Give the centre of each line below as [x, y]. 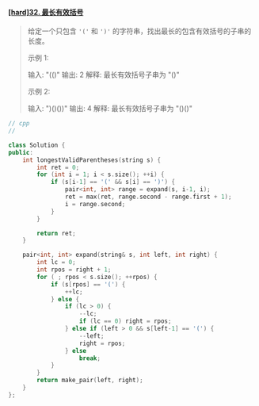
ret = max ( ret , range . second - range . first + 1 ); [148, 197]
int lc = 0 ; [57, 262]
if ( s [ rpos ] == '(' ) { [88, 284]
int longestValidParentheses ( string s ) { [91, 160]
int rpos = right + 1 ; [74, 270]
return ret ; [57, 233]
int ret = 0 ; [58, 167]
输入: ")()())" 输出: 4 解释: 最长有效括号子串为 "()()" [110, 109]
